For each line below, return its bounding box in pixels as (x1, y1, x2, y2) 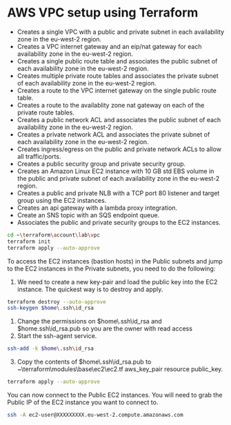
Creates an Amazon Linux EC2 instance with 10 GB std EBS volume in (17, 167, 214, 175)
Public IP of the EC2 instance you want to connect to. (7, 398, 159, 406)
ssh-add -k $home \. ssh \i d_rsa (7, 345, 94, 353)
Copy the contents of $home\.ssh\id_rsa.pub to (17, 357, 152, 366)
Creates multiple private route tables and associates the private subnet (17, 71, 219, 80)
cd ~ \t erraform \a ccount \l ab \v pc (7, 231, 100, 239)
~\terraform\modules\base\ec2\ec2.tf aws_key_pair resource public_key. (17, 365, 223, 373)
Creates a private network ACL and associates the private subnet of (17, 130, 210, 139)
